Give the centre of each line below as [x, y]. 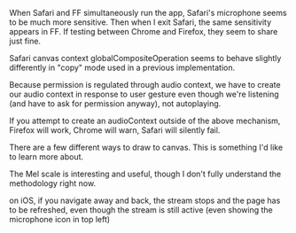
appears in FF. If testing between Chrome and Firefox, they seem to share [144, 31]
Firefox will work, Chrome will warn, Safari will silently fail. [115, 130]
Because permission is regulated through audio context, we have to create [145, 85]
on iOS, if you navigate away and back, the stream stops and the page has [145, 200]
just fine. [25, 41]
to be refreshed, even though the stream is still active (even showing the [141, 210]
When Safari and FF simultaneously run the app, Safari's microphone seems [148, 13]
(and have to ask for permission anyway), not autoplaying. [115, 104]
